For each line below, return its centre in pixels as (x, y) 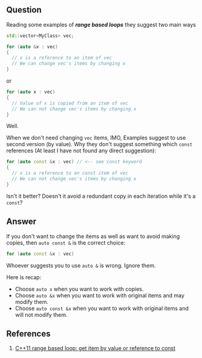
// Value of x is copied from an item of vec (70, 103)
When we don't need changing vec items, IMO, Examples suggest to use (96, 138)
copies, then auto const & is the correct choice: (66, 243)
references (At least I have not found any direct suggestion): (81, 150)
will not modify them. (41, 314)
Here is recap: (24, 277)
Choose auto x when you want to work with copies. (79, 289)
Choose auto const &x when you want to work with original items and (102, 308)
